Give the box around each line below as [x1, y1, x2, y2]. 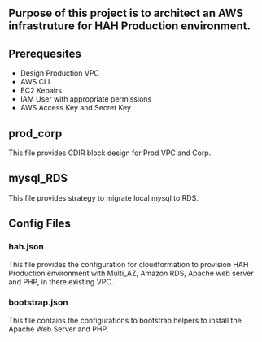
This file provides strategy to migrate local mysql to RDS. [8, 193, 199, 202]
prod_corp [8, 126, 63, 141]
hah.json [8, 241, 45, 253]
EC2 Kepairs [20, 85, 63, 96]
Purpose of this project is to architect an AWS [8, 6, 244, 20]
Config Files [8, 217, 71, 231]
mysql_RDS [8, 171, 68, 185]
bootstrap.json [8, 297, 68, 308]
